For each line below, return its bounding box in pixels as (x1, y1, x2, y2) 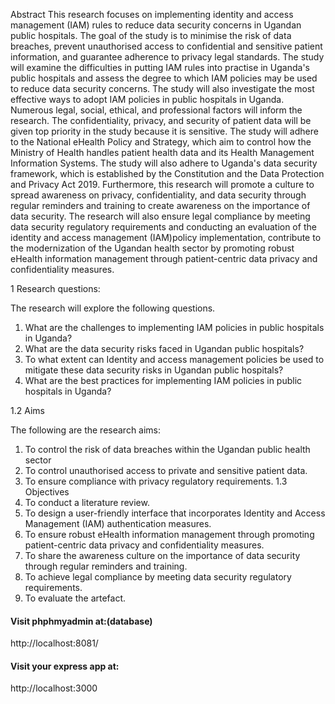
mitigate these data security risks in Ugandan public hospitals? (24, 364, 284, 376)
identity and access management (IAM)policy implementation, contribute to (10, 232, 322, 243)
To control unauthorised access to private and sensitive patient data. (24, 465, 308, 476)
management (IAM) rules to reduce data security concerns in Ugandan (10, 19, 302, 31)
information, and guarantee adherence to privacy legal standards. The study (10, 51, 325, 63)
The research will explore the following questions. (10, 302, 216, 314)
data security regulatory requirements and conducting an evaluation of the (10, 221, 317, 233)
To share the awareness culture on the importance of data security (24, 550, 301, 561)
